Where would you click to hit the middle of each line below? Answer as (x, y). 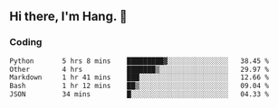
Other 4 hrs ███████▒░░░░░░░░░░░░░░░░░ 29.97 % (139, 69)
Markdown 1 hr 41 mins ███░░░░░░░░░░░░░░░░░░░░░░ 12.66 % (139, 77)
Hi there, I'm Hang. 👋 (69, 17)
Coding (26, 42)
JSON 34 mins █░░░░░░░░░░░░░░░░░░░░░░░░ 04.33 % (139, 94)
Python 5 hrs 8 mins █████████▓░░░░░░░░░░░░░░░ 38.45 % (139, 61)
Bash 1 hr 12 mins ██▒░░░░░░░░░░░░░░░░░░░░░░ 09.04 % (139, 86)
